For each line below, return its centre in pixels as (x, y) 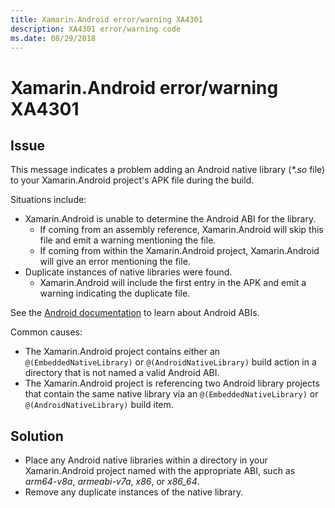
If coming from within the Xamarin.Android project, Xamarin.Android (179, 251)
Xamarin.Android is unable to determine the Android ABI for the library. (170, 219)
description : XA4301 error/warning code (96, 29)
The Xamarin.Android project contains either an (122, 352)
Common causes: (46, 332)
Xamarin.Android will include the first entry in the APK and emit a (173, 283)
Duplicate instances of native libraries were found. (128, 272)
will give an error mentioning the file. (115, 262)
